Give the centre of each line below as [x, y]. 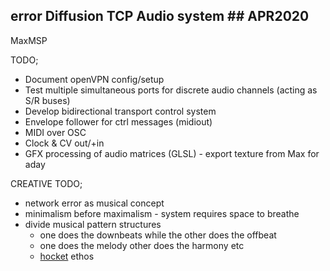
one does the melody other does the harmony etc [142, 245]
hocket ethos [67, 256]
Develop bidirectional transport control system [120, 111]
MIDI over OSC [55, 132]
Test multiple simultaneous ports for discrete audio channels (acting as [171, 90]
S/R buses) [47, 100]
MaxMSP [29, 40]
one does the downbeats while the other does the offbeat [158, 235]
